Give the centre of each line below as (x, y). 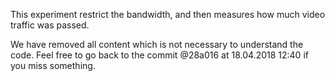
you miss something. (53, 65)
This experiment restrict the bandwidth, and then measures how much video (168, 14)
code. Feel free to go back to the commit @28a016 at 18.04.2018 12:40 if (159, 55)
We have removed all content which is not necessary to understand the (157, 44)
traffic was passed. (50, 25)
